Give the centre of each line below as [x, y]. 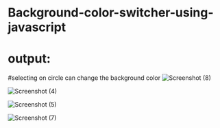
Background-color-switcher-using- [111, 13]
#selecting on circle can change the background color [84, 78]
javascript [37, 27]
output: [29, 59]
